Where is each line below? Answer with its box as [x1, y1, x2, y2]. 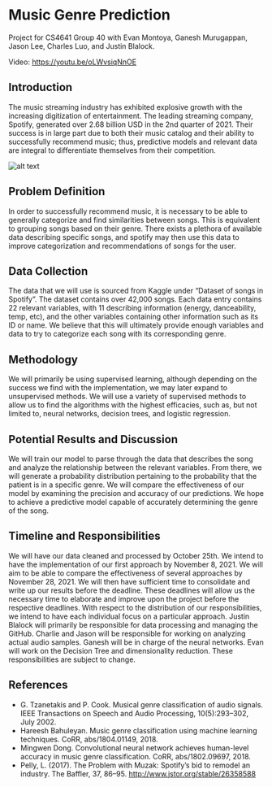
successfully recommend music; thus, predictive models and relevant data [8, 137, 257, 146]
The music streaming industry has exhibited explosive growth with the [8, 102, 243, 111]
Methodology [8, 352, 79, 367]
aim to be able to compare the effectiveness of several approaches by [8, 567, 243, 578]
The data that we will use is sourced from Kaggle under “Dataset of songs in [8, 286, 264, 296]
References [8, 678, 68, 692]
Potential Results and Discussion [8, 433, 179, 446]
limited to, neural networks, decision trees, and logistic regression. [8, 409, 231, 419]
